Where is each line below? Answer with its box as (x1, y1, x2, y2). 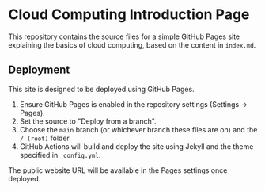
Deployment (8, 63, 70, 77)
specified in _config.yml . (19, 150, 101, 159)
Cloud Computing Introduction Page (8, 6, 250, 24)
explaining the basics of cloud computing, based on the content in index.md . (8, 40, 256, 49)
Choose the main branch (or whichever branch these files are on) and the (19, 124, 258, 134)
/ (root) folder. (19, 133, 71, 143)
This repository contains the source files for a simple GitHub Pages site (8, 32, 240, 41)
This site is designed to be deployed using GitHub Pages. (8, 84, 195, 94)
